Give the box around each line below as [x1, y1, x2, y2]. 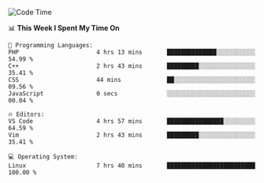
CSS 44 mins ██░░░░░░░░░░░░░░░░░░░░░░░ [8, 76, 256, 84]
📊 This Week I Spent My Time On [8, 24, 120, 32]
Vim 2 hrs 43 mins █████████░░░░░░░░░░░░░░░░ [8, 131, 256, 139]
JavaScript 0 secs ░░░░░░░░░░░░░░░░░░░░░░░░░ [8, 90, 256, 98]
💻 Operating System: [8, 153, 79, 161]
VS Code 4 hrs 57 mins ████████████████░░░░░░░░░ [8, 118, 256, 125]
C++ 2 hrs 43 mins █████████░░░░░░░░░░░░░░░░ [8, 62, 256, 70]
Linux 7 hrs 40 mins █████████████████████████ [8, 162, 256, 170]
